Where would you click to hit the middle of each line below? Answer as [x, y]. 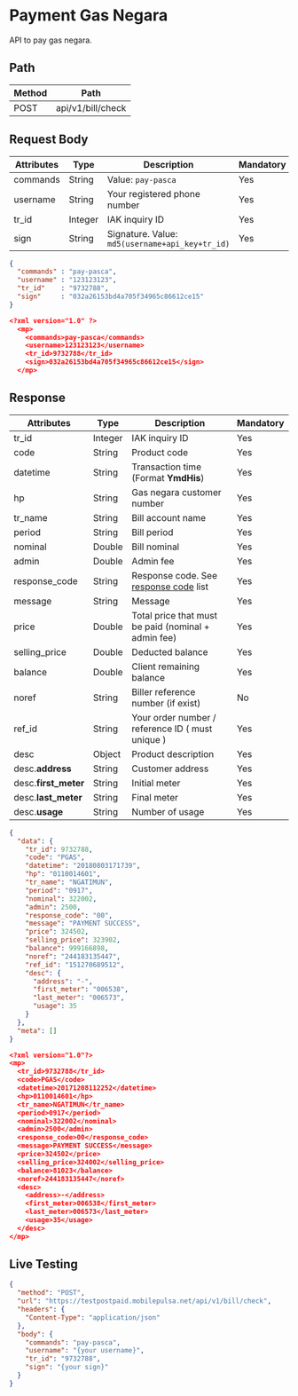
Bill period [153, 532]
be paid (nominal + [171, 627]
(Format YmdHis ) [168, 477]
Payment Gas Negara [89, 16]
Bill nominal [156, 547]
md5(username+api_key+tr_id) [169, 244]
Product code [160, 452]
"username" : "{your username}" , [85, 1351]
